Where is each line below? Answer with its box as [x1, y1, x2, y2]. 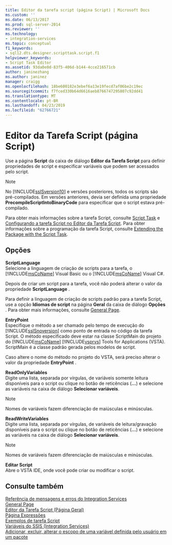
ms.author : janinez [5, 74, 47, 80]
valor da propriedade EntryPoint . [5, 359, 77, 365]
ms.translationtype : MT [5, 93, 56, 99]
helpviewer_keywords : [5, 55, 52, 61]
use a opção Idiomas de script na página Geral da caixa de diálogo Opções [5, 301, 166, 307]
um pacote [5, 534, 28, 540]
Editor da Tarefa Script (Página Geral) [5, 507, 84, 513]
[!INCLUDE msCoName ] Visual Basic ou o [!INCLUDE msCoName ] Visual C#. [5, 270, 165, 277]
